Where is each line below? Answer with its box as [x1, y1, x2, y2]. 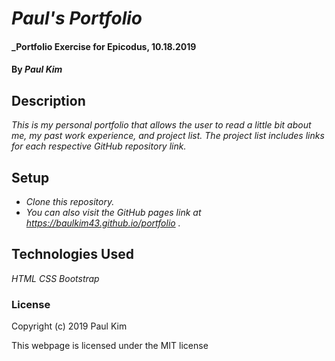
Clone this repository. [25, 196, 115, 207]
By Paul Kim [11, 63, 63, 76]
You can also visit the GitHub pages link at [25, 207, 202, 218]
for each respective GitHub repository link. [11, 140, 187, 152]
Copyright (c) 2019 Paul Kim [11, 320, 128, 332]
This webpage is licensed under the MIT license [11, 340, 209, 352]
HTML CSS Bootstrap [11, 272, 100, 284]
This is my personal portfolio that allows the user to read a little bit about [11, 119, 312, 131]
